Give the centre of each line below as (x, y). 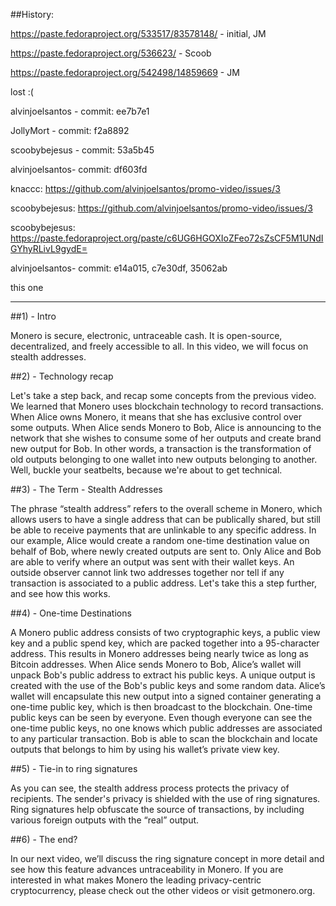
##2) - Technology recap (62, 376)
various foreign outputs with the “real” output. (105, 820)
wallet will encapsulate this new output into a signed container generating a (166, 696)
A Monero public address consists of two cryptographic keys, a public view (165, 632)
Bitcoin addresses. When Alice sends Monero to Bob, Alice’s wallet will (156, 664)
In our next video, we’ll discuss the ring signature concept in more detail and (167, 858)
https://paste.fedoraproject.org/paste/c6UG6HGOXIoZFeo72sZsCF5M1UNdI (167, 238)
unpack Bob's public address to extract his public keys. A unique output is (163, 675)
